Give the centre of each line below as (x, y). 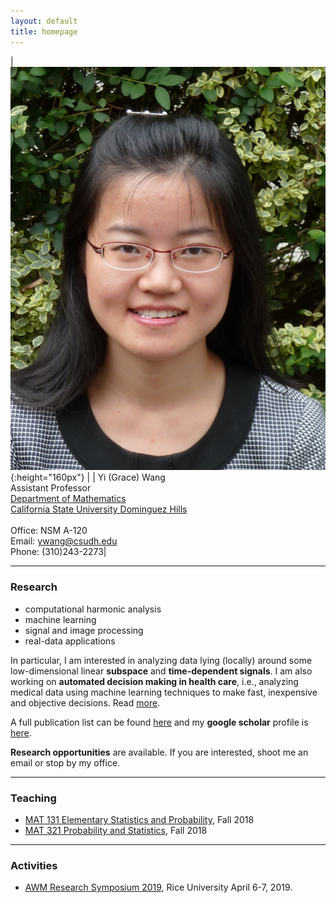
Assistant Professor (51, 488)
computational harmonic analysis (93, 609)
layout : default (44, 21)
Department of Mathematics (68, 499)
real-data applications (70, 641)
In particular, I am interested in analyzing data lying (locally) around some (161, 660)
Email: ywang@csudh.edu (64, 541)
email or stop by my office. (65, 762)
